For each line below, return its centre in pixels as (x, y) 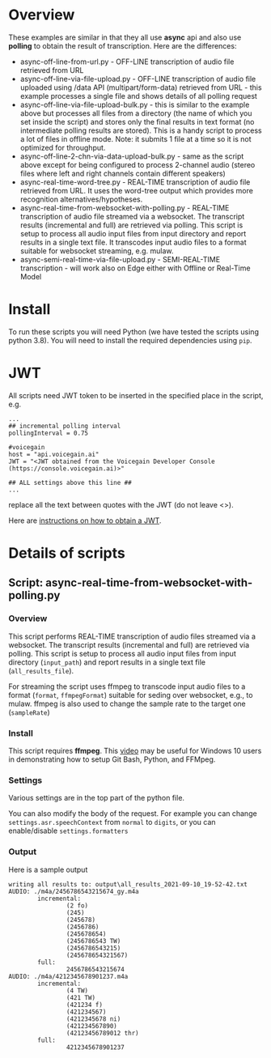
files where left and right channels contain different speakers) (123, 173)
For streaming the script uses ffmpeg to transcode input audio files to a (127, 686)
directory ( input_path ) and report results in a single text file (107, 662)
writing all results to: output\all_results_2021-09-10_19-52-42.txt (128, 884)
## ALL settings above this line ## (70, 482)
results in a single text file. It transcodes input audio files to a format (133, 242)
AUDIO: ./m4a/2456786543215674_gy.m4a (74, 891)
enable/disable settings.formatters (68, 831)
